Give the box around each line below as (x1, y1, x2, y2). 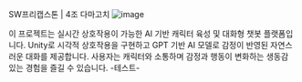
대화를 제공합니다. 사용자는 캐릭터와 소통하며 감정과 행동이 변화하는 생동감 (25, 51, 289, 62)
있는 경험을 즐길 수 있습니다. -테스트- (8, 63, 141, 73)
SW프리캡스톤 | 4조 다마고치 (8, 9, 110, 19)
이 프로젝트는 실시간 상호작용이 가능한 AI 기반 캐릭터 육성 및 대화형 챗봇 (8, 28, 262, 39)
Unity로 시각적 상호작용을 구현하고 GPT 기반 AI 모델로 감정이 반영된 (27, 40, 268, 50)
